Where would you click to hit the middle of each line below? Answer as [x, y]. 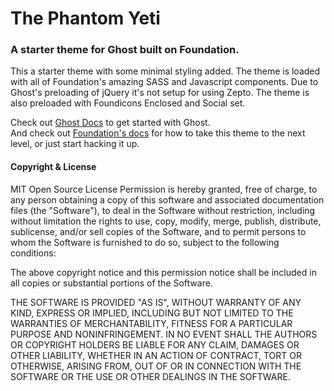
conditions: [33, 253]
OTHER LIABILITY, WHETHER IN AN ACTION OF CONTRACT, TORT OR [156, 355]
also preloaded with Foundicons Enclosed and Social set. [128, 103]
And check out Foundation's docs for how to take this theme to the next [158, 133]
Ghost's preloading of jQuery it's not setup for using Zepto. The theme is [160, 93]
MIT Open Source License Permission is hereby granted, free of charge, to [164, 189]
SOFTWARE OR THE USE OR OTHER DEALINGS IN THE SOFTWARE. [150, 376]
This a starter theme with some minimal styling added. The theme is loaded [165, 71]
